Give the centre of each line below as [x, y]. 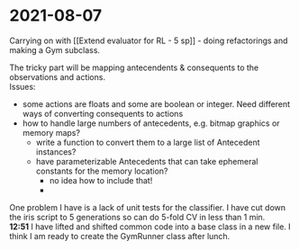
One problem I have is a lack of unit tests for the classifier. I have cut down [148, 207]
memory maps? [51, 132]
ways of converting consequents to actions [103, 113]
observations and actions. [58, 76]
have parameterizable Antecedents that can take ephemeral [147, 161]
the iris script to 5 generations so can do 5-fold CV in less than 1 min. [137, 217]
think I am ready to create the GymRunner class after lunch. [120, 236]
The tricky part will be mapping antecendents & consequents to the [134, 67]
